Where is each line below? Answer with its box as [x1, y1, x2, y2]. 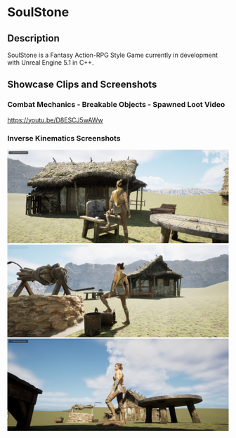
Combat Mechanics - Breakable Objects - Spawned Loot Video [7, 100, 225, 110]
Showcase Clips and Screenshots [7, 79, 157, 91]
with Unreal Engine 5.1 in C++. [7, 58, 94, 67]
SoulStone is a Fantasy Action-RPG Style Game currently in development [7, 51, 218, 59]
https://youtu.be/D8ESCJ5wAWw [7, 115, 103, 124]
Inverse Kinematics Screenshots [7, 133, 121, 143]
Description [7, 32, 60, 44]
